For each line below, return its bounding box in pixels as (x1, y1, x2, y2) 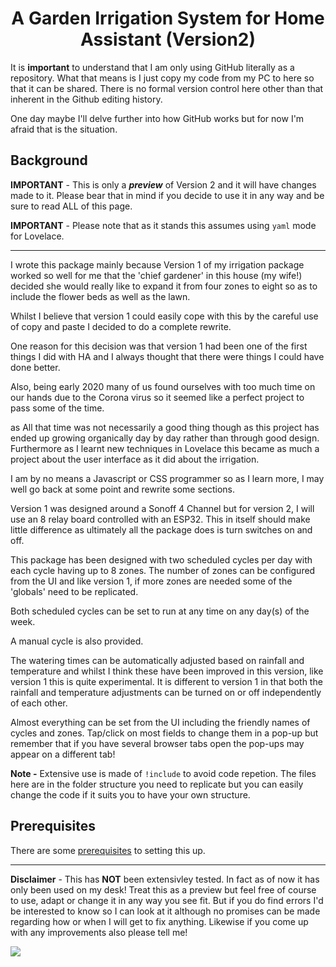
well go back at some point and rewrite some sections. (10, 483, 236, 495)
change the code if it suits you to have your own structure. (10, 788, 251, 801)
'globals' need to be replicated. (10, 585, 139, 597)
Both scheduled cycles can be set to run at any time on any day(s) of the (10, 605, 310, 617)
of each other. (10, 697, 68, 709)
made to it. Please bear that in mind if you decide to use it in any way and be (10, 189, 325, 201)
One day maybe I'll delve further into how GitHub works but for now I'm (10, 112, 305, 124)
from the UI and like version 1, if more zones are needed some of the (10, 575, 293, 587)
